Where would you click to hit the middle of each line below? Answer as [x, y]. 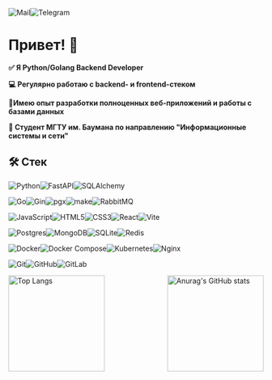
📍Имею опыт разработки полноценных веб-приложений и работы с [130, 103]
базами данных [36, 111]
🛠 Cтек [28, 162]
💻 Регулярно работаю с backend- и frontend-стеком [102, 84]
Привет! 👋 [43, 45]
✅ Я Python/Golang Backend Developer [76, 67]
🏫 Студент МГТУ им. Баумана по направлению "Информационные [127, 127]
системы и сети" [38, 135]
